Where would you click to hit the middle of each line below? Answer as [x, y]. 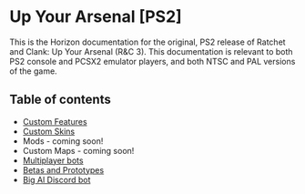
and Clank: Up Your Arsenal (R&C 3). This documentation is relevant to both [151, 51]
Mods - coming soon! [63, 141]
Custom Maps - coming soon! [78, 150]
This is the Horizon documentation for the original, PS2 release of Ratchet [147, 42]
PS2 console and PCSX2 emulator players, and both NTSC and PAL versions [152, 61]
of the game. [33, 71]
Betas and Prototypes [63, 169]
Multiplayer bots [53, 160]
